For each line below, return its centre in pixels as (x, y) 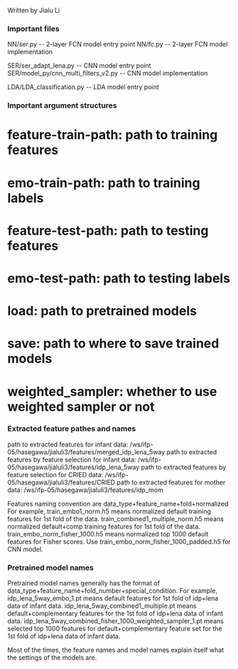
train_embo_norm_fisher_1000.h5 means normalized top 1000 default (108, 533)
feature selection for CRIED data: (55, 474)
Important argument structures (62, 106)
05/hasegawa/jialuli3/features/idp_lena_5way (74, 467)
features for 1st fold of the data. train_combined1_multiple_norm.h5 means (115, 519)
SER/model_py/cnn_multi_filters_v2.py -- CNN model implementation (108, 73)
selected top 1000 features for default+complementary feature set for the (115, 629)
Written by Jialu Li (34, 10)
